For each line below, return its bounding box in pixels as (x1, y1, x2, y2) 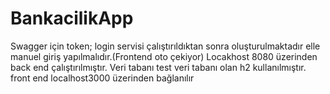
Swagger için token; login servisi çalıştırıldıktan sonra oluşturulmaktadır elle (10, 40, 321, 52)
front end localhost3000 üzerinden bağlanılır (10, 72, 195, 84)
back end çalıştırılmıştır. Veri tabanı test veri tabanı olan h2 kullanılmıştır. (10, 61, 307, 73)
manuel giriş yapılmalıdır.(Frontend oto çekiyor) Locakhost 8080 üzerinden (10, 50, 318, 62)
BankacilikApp (10, 7, 134, 30)
